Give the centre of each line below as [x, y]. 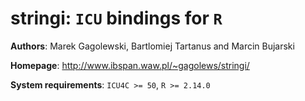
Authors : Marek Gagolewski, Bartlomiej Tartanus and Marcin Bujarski [152, 46]
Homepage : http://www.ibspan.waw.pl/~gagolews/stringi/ [130, 65]
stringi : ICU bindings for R [116, 18]
